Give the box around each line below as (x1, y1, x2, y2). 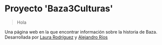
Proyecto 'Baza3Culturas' (4, 3, 113, 14)
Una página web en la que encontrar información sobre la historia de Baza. (4, 29, 158, 35)
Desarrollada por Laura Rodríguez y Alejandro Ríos (4, 34, 108, 40)
